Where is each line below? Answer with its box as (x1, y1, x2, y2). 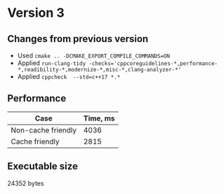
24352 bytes (7, 179, 44, 187)
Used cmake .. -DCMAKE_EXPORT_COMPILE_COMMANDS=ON (17, 51, 171, 60)
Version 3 (7, 5, 65, 21)
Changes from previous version (7, 33, 149, 45)
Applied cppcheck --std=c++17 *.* (17, 72, 121, 81)
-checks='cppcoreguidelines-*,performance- (88, 60, 218, 67)
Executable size (7, 160, 79, 172)
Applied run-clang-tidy (17, 59, 86, 67)
